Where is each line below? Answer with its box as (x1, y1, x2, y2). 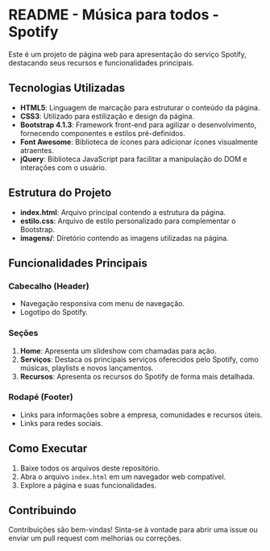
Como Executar (8, 441, 88, 456)
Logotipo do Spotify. (19, 308, 89, 317)
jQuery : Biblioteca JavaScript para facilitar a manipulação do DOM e (19, 154, 247, 164)
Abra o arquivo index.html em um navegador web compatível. (19, 471, 226, 481)
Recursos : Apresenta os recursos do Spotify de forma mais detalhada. (19, 371, 255, 381)
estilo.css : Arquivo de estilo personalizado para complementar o (19, 216, 236, 226)
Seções (8, 328, 39, 339)
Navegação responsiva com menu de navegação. (19, 299, 185, 309)
